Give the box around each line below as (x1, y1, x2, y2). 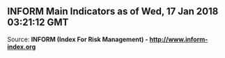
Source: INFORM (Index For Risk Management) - (7, 35, 148, 43)
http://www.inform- (149, 35, 208, 43)
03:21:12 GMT (7, 17, 69, 29)
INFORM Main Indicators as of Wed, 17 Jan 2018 (7, 6, 219, 17)
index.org (7, 42, 36, 51)
